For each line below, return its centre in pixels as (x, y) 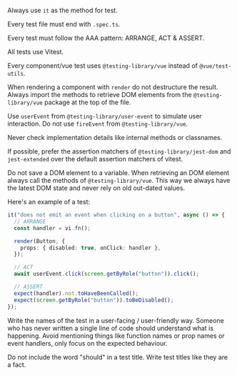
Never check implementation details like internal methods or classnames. (115, 137)
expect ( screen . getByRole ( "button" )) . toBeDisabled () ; (94, 300)
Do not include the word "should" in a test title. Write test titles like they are (118, 357)
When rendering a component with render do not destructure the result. (113, 87)
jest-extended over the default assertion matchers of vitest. (95, 159)
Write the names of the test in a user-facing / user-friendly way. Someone (116, 320)
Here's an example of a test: (49, 202)
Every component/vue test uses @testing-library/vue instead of (103, 66)
